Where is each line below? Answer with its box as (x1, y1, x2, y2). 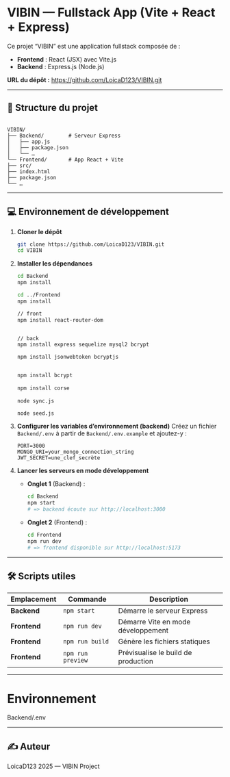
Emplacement (10, 594, 57, 604)
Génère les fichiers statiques (118, 637, 211, 646)
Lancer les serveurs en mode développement (16, 467, 149, 475)
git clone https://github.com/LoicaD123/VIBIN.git (16, 241, 165, 248)
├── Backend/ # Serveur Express (7, 132, 121, 139)
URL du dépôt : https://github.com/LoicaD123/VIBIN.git (7, 75, 162, 84)
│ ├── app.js (7, 138, 51, 145)
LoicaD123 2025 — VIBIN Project (7, 762, 101, 771)
